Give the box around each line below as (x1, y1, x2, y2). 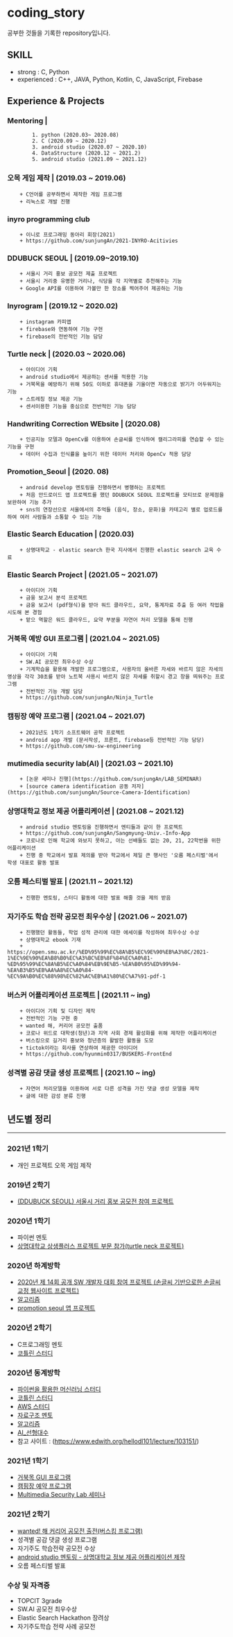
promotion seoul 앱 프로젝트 (17, 1304, 96, 1312)
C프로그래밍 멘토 (17, 1340, 64, 1348)
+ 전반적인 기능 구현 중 (19, 1015, 78, 1022)
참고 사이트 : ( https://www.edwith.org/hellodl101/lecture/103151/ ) (17, 1437, 200, 1445)
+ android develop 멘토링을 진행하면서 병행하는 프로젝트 (19, 484, 166, 491)
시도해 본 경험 (7, 609, 42, 616)
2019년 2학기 (7, 1180, 51, 1189)
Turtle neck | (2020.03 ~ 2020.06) (7, 349, 126, 359)
